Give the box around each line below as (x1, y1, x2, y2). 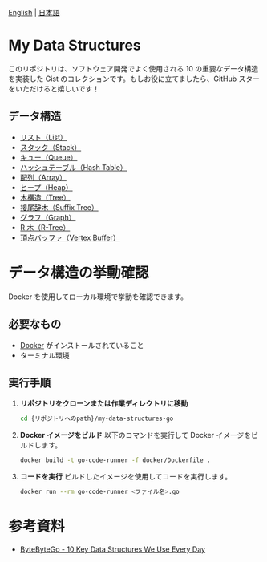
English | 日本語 (8, 8, 60, 17)
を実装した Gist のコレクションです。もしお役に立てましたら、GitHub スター (8, 74, 261, 83)
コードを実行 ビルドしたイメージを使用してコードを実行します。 (19, 472, 233, 482)
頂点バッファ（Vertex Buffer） (19, 232, 120, 242)
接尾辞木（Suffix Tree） (19, 202, 99, 212)
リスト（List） (19, 132, 68, 142)
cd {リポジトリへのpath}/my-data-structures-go (19, 414, 174, 423)
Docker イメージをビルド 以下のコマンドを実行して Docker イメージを (19, 431, 252, 440)
